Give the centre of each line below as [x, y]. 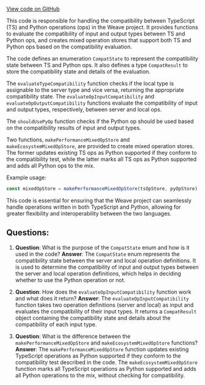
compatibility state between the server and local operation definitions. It [106, 260]
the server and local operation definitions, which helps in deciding [98, 273]
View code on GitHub [33, 9]
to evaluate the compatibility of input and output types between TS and [96, 34]
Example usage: [27, 178]
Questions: [28, 233]
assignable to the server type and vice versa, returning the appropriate [95, 90]
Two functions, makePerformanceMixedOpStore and [68, 140]
